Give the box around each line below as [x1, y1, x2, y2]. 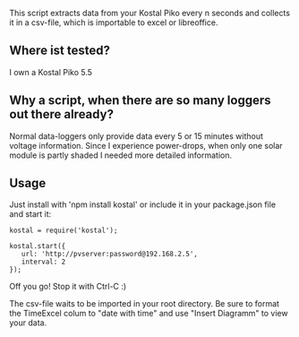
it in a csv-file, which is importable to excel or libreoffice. [9, 17, 218, 28]
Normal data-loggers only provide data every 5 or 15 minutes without [9, 130, 264, 142]
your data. [9, 317, 47, 328]
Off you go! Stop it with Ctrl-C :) [9, 281, 127, 292]
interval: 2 [21, 257, 66, 267]
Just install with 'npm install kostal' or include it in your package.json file [9, 199, 276, 210]
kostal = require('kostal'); [9, 226, 118, 236]
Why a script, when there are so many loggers [9, 93, 271, 108]
